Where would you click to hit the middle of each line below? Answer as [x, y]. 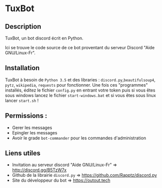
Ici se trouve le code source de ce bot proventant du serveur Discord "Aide [80, 47]
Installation [22, 68]
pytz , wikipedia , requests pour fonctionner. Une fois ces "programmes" [76, 85]
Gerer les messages [32, 128]
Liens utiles [23, 153]
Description [23, 27]
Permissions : [26, 116]
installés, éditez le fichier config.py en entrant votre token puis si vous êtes [80, 90]
